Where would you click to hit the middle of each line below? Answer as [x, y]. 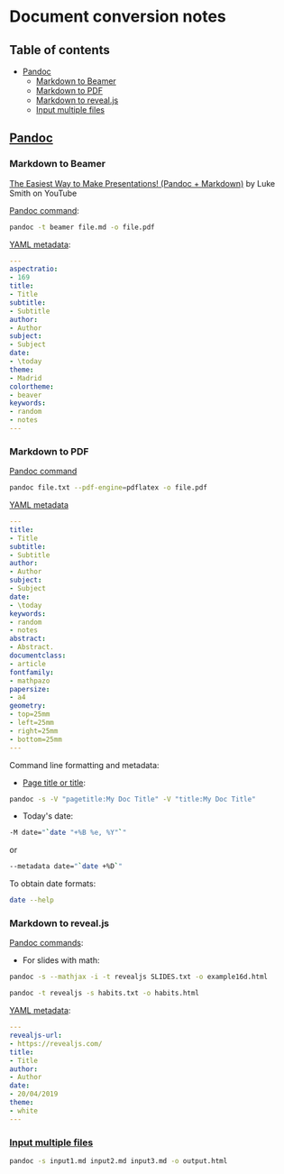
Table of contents [60, 50]
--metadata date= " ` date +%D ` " [66, 867]
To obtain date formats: [53, 884]
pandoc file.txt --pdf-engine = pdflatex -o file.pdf [108, 488]
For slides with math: [61, 960]
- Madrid [26, 378]
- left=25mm [32, 723]
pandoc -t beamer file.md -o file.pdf [82, 227]
